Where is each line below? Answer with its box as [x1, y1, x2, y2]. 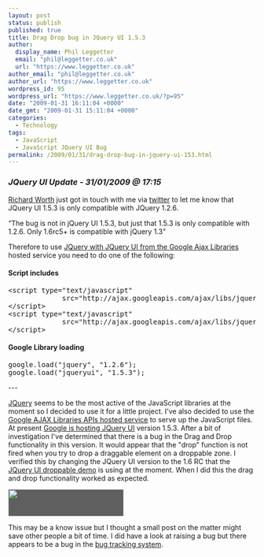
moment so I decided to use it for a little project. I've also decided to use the [8, 407, 255, 416]
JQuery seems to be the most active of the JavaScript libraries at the [8, 398, 232, 407]
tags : [8, 128, 26, 136]
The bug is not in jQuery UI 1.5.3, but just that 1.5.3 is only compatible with [11, 218, 250, 228]
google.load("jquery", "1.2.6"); [8, 360, 137, 369]
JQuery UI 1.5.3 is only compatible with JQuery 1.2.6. [8, 202, 179, 213]
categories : [8, 114, 47, 122]
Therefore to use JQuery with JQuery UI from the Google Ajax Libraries [8, 242, 240, 251]
